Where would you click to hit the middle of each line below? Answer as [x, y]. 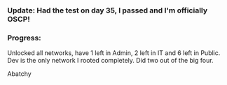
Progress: [25, 38]
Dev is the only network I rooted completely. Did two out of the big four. [110, 61]
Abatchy [19, 74]
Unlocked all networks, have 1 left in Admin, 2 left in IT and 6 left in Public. [114, 53]
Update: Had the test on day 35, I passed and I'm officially [108, 10]
